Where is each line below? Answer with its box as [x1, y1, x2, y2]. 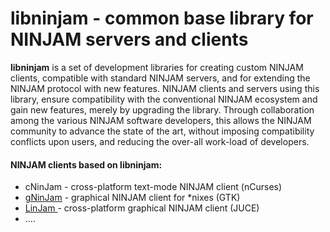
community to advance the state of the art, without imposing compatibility [10, 125, 315, 137]
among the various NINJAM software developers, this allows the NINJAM [10, 114, 312, 126]
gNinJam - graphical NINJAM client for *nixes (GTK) [24, 192, 241, 204]
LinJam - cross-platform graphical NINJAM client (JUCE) [24, 202, 260, 214]
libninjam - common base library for [10, 7, 314, 30]
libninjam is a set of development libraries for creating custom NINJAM [10, 61, 304, 73]
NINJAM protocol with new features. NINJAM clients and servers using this [10, 82, 320, 94]
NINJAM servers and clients [10, 28, 249, 51]
